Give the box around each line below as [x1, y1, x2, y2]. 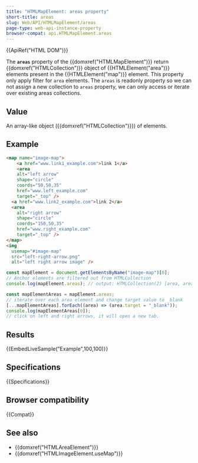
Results [6, 330, 35, 340]
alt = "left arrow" [16, 172, 60, 178]
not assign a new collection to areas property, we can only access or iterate [6, 83, 190, 90]
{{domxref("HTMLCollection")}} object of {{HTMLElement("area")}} [6, 64, 170, 71]
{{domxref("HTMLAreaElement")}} [14, 444, 99, 451]
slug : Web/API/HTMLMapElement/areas [6, 19, 96, 25]
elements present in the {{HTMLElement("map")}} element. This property [6, 71, 184, 78]
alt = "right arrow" [16, 210, 62, 216]
